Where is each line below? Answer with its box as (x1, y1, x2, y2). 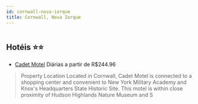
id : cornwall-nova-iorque (6, 8, 70, 15)
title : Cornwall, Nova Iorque (6, 14, 81, 20)
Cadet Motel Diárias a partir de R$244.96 (14, 61, 116, 68)
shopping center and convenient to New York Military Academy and (20, 78, 187, 86)
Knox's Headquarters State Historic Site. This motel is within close (20, 85, 183, 92)
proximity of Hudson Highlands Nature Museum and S (20, 92, 153, 99)
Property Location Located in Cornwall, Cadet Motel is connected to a (20, 73, 192, 80)
